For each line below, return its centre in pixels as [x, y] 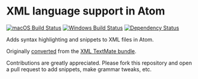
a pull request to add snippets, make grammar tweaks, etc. [79, 69]
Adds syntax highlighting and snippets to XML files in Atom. [80, 39]
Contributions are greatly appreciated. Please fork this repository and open [99, 63]
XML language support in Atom [86, 11]
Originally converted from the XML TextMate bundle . [71, 51]
